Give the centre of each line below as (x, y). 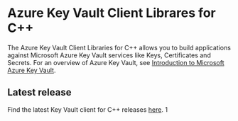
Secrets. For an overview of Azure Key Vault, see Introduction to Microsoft (116, 62)
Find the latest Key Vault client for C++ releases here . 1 (88, 109)
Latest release (39, 92)
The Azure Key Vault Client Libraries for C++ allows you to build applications (119, 47)
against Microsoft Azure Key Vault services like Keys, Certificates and (109, 55)
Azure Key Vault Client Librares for (112, 13)
